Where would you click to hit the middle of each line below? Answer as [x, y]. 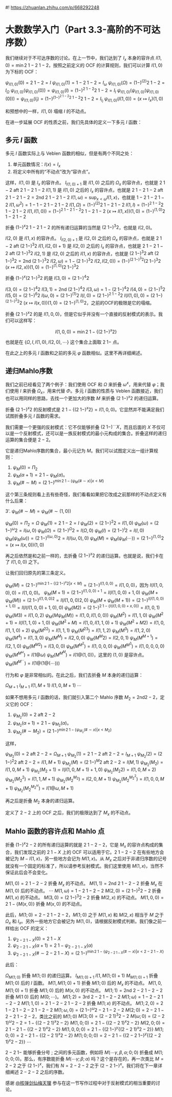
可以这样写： [23, 320]
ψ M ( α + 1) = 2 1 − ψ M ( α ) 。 [40, 475]
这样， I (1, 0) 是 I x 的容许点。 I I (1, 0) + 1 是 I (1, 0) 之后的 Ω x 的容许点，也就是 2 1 [85, 183]
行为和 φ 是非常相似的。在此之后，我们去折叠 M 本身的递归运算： [74, 675]
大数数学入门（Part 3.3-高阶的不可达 [83, 30]
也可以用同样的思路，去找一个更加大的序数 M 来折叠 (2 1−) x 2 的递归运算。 [83, 398]
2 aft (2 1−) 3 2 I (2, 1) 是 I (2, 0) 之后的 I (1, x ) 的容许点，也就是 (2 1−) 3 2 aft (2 [82, 253]
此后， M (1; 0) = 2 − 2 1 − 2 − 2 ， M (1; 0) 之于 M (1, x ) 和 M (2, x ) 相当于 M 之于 [84, 914]
